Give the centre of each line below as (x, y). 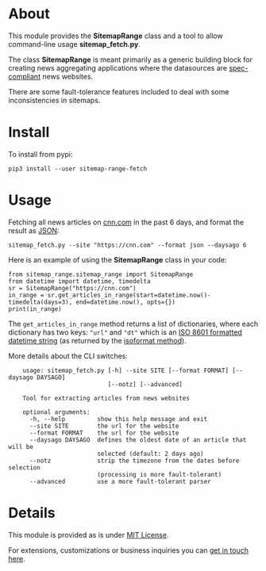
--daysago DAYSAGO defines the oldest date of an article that (138, 440)
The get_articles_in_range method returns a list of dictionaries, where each (133, 324)
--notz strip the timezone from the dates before (134, 461)
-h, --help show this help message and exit (118, 419)
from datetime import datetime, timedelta (79, 281)
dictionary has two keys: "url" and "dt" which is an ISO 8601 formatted (125, 332)
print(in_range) (35, 309)
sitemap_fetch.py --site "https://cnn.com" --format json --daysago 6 (127, 245)
